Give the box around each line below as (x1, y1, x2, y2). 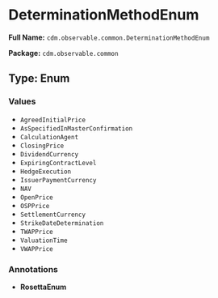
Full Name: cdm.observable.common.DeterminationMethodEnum (8, 32, 210, 42)
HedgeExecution (19, 168, 72, 176)
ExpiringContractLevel (19, 159, 97, 167)
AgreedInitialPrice (19, 116, 86, 124)
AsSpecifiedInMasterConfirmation (19, 124, 133, 133)
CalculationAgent (19, 133, 79, 141)
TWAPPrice (19, 228, 54, 236)
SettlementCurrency (19, 211, 86, 219)
